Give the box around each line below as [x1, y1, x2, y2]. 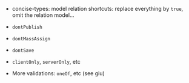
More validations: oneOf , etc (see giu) [12, 70, 105, 77]
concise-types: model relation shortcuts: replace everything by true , [12, 5, 184, 12]
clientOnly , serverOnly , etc [12, 58, 81, 65]
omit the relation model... [12, 11, 75, 19]
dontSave [12, 48, 35, 54]
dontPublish [12, 24, 42, 30]
